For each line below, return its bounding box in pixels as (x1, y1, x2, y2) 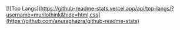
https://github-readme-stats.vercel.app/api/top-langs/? (40, 5, 175, 12)
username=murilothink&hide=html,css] (6, 11, 101, 18)
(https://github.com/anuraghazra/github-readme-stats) (6, 18, 139, 24)
